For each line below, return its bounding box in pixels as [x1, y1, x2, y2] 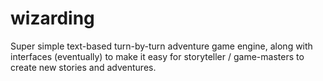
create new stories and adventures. [10, 61, 157, 73]
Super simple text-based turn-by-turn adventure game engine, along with [10, 40, 313, 52]
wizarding [10, 7, 95, 30]
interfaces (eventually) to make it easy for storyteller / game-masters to [10, 50, 305, 62]
